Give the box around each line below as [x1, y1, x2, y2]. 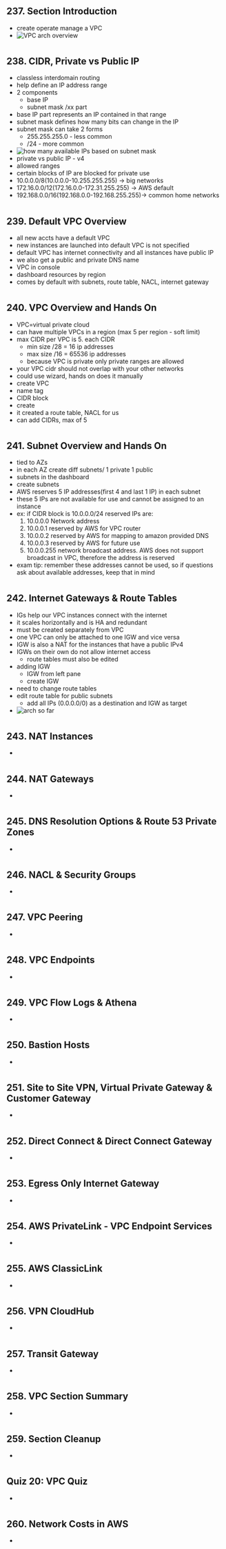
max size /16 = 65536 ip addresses [26, 349, 127, 358]
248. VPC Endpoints [6, 954, 95, 966]
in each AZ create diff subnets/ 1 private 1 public [16, 465, 154, 474]
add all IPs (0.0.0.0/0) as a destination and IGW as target [26, 699, 187, 707]
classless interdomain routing [16, 74, 101, 82]
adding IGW [16, 662, 50, 671]
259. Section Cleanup [6, 1433, 101, 1445]
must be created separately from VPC [16, 625, 124, 634]
